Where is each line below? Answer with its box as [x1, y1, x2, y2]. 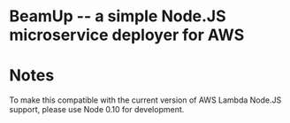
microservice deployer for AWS [9, 25, 245, 45]
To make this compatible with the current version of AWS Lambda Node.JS [9, 95, 282, 105]
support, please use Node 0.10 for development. [9, 104, 185, 115]
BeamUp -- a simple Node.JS [9, 6, 227, 27]
